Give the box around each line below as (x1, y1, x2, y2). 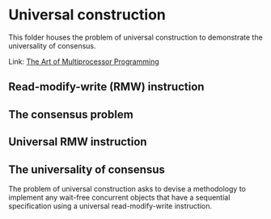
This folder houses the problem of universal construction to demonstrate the (8, 32, 263, 42)
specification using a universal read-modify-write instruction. (8, 200, 213, 211)
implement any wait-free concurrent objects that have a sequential (8, 192, 231, 202)
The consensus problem (8, 107, 133, 121)
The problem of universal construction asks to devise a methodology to (8, 183, 247, 193)
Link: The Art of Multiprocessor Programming (8, 57, 159, 66)
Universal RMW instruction (8, 135, 147, 149)
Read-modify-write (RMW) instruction (8, 80, 205, 94)
